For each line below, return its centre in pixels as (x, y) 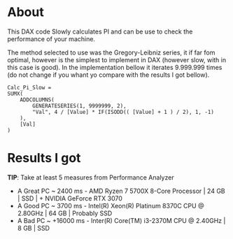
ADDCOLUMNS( (37, 100)
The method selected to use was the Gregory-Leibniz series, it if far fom (111, 52)
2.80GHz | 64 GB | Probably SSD (65, 213)
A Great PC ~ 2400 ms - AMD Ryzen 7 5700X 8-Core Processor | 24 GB (121, 191)
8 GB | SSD (34, 228)
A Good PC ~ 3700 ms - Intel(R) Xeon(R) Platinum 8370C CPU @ (111, 205)
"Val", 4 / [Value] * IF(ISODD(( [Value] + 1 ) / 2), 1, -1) (123, 112)
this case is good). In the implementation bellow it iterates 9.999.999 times (115, 67)
